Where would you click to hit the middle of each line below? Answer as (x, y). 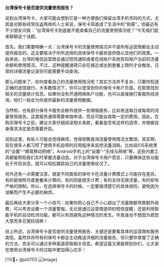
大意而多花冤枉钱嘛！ (26, 221)
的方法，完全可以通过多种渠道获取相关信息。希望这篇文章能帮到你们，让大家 (82, 244)
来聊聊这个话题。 (22, 36)
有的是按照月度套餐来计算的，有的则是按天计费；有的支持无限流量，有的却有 (82, 180)
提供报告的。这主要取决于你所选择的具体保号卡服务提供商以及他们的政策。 (80, 53)
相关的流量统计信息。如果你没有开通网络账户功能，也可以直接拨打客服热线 (80, 94)
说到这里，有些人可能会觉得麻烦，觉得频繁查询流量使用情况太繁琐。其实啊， (82, 139)
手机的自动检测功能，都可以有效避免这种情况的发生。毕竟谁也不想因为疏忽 (84, 215)
